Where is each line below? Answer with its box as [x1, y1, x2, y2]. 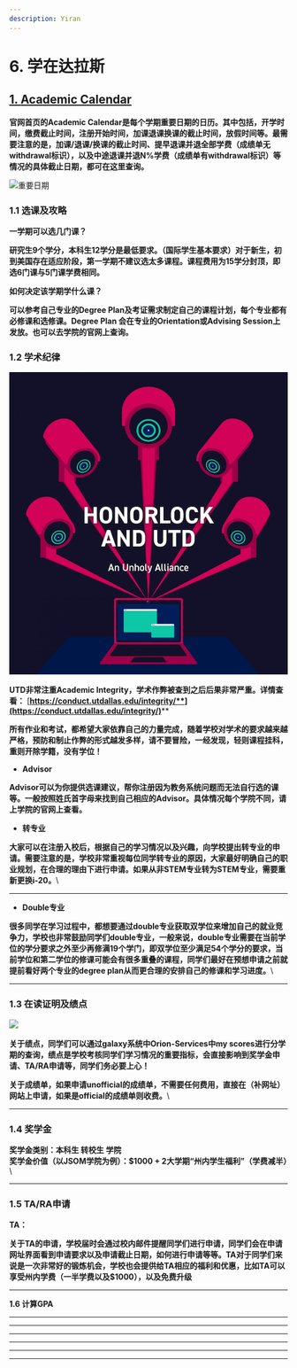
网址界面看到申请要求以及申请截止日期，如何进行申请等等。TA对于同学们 [9, 1249, 276, 1260]
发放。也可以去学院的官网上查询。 [9, 326, 133, 337]
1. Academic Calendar [9, 92, 133, 107]
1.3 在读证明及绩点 [9, 998, 88, 1010]
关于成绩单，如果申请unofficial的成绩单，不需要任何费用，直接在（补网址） [9, 1079, 286, 1090]
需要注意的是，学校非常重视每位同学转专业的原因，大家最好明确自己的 [24, 853, 280, 864]
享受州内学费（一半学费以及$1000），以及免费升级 [9, 1271, 193, 1282]
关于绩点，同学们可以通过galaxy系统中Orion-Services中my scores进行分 [9, 1038, 278, 1049]
